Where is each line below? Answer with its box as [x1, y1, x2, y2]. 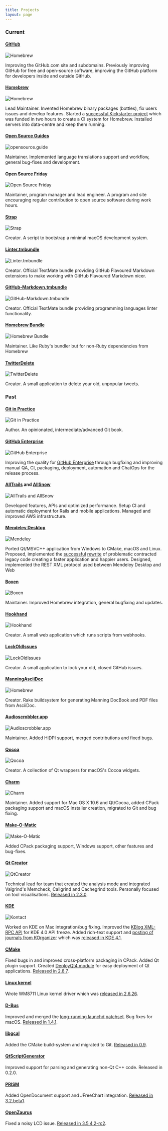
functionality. [5, 310, 33, 316]
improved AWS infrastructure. [5, 513, 67, 519]
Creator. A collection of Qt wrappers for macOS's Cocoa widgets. [5, 767, 140, 773]
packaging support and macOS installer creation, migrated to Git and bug [5, 805, 156, 811]
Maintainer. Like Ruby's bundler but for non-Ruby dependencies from [5, 343, 149, 349]
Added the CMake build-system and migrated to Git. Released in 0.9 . [5, 1041, 147, 1047]
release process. [5, 470, 40, 476]
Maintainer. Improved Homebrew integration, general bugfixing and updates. [5, 600, 163, 606]
